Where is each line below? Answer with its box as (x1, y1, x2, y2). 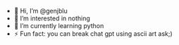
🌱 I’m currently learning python (13, 22, 104, 30)
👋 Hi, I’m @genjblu (13, 7, 68, 15)
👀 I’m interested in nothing (13, 14, 90, 22)
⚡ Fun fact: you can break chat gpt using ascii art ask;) (13, 30, 173, 38)
